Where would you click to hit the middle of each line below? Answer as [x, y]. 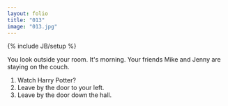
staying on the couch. [38, 67]
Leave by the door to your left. [61, 88]
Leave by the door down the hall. [64, 95]
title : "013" [26, 20]
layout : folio [28, 14]
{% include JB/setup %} [42, 46]
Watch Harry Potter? [47, 80]
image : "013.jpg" [32, 26]
